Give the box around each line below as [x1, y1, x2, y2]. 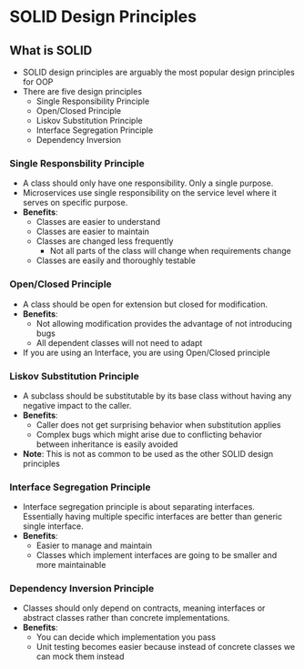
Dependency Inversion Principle [9, 583, 155, 595]
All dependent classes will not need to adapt [35, 337, 203, 348]
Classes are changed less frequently [35, 236, 174, 247]
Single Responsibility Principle [35, 96, 150, 106]
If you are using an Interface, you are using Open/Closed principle [22, 347, 270, 358]
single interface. [22, 521, 84, 532]
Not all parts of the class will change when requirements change [49, 246, 291, 257]
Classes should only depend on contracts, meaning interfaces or [22, 603, 266, 613]
